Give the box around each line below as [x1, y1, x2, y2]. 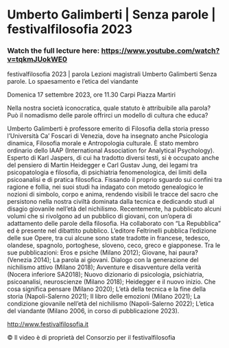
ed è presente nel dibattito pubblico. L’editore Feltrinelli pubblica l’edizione [7, 227, 217, 235]
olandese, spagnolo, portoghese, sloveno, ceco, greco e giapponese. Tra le [7, 241, 221, 250]
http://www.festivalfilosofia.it [7, 320, 89, 329]
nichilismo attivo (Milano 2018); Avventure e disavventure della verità [7, 263, 202, 271]
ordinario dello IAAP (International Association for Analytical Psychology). [7, 146, 215, 154]
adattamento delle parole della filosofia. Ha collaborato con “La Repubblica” [7, 220, 221, 228]
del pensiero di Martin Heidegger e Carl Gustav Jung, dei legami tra [7, 161, 198, 170]
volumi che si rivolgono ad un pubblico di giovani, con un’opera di [7, 212, 193, 220]
